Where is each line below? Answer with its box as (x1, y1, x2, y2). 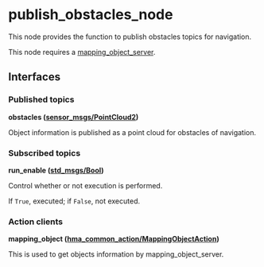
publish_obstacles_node (8, 6, 173, 24)
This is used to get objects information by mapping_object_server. (8, 250, 224, 259)
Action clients (8, 216, 64, 227)
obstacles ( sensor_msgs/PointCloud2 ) (8, 112, 139, 122)
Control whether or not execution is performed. (8, 180, 163, 190)
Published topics (8, 94, 75, 105)
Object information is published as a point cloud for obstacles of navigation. (8, 127, 257, 137)
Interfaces (8, 70, 61, 84)
